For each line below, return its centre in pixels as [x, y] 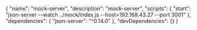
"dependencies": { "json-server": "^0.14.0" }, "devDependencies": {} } [92, 21]
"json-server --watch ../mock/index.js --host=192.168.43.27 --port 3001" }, [98, 15]
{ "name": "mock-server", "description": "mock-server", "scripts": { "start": [98, 9]
